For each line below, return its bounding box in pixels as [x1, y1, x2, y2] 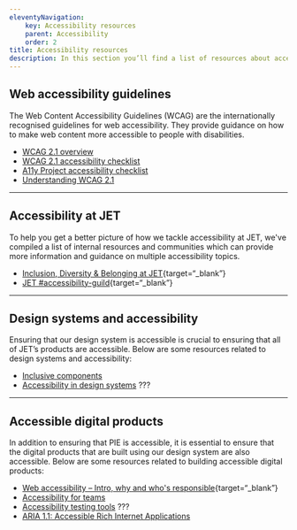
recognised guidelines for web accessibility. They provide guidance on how [9, 119, 285, 130]
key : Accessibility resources [25, 21, 137, 30]
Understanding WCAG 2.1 [21, 174, 115, 185]
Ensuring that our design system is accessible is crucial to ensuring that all [9, 334, 281, 345]
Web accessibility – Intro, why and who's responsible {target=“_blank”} [21, 483, 278, 494]
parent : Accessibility [25, 29, 109, 38]
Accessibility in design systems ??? [21, 380, 151, 390]
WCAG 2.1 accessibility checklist [21, 156, 141, 166]
